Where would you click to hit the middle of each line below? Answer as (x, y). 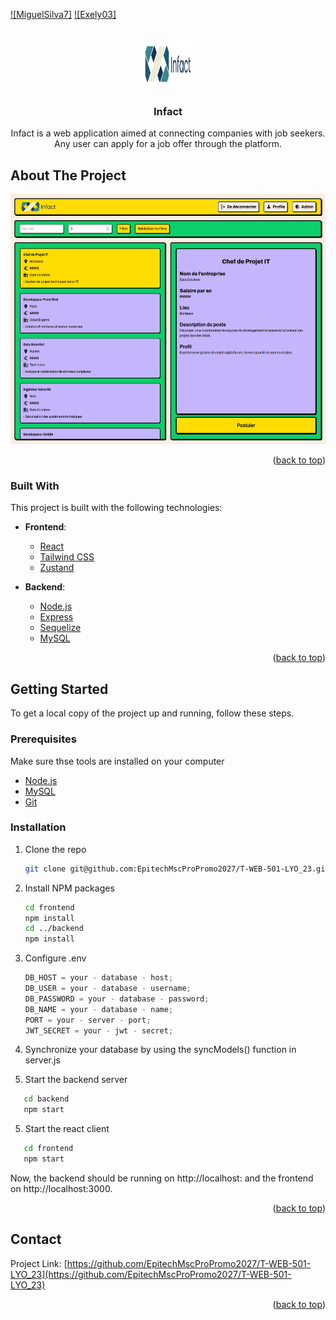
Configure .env (55, 958)
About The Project (68, 175)
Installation (38, 827)
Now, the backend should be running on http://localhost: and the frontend (162, 1178)
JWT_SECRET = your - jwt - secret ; (99, 1030)
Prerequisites (43, 739)
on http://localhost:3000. (61, 1188)
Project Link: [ (39, 1263)
